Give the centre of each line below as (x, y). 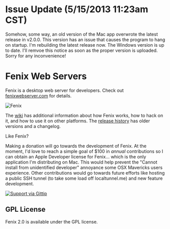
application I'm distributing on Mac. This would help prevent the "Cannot (81, 162)
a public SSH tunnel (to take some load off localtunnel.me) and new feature (84, 178)
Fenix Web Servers (46, 76)
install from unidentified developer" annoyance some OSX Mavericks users (84, 167)
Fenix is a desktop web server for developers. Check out (64, 90)
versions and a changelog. (33, 126)
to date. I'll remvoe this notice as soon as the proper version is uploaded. (81, 50)
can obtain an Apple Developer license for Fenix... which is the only (76, 156)
